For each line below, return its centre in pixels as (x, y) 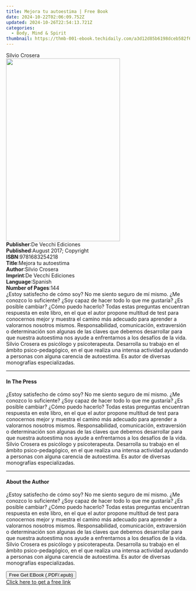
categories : (20, 28)
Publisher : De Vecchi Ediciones (43, 244)
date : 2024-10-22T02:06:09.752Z (45, 17)
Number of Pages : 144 (33, 288)
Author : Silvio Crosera (32, 269)
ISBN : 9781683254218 (32, 257)
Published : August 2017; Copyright (48, 250)
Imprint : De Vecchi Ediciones (40, 275)
